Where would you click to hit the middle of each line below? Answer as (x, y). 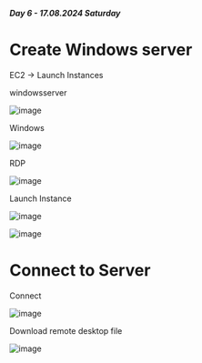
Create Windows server (101, 50)
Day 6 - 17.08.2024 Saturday (65, 13)
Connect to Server (80, 271)
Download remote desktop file (66, 330)
